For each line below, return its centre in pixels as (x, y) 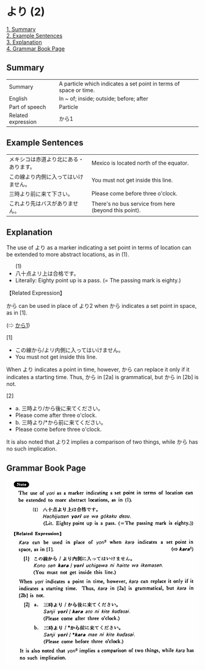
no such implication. (32, 449)
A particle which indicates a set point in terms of (119, 84)
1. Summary (21, 29)
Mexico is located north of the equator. (140, 163)
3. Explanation (24, 42)
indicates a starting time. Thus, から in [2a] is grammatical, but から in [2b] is (103, 377)
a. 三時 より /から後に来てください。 (59, 408)
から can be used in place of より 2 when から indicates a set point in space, (102, 306)
